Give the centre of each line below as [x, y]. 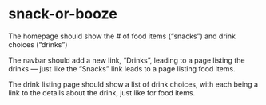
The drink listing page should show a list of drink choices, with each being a [133, 84]
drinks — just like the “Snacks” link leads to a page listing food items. [122, 68]
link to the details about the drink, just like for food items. [102, 92]
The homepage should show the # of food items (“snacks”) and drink [122, 36]
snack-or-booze [63, 14]
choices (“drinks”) [38, 44]
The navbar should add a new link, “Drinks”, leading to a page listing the [127, 60]
